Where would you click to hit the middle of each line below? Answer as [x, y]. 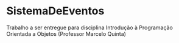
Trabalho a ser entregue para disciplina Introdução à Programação [90, 27]
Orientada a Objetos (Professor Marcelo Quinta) [66, 33]
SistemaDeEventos [55, 11]
